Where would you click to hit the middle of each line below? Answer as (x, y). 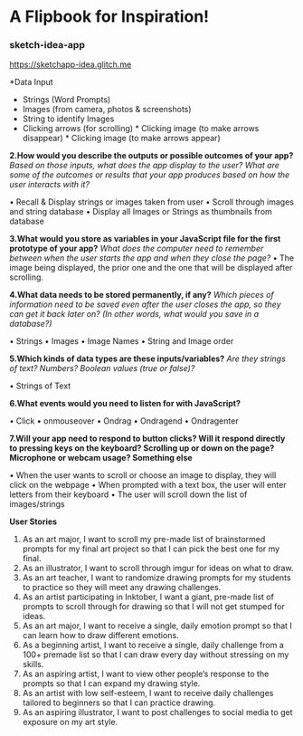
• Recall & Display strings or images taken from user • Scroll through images (151, 202)
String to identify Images (68, 119)
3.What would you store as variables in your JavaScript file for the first (145, 239)
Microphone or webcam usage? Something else (101, 458)
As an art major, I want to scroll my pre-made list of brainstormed (144, 540)
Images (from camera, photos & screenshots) (107, 110)
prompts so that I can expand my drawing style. (111, 683)
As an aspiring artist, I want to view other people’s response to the (146, 674)
